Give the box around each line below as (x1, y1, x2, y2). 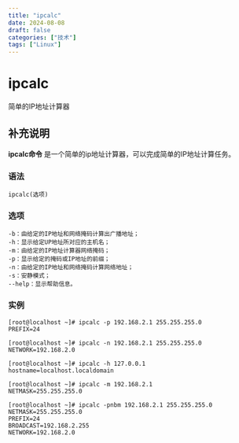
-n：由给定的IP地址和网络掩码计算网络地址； (8, 264, 134, 271)
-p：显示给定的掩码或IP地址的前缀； (8, 255, 110, 264)
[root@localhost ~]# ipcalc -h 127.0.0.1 (8, 360, 146, 367)
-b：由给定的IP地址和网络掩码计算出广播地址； (8, 230, 140, 238)
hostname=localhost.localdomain (8, 367, 114, 375)
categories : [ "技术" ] (8, 33, 77, 42)
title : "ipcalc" (8, 11, 61, 20)
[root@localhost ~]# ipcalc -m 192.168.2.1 (8, 380, 153, 388)
